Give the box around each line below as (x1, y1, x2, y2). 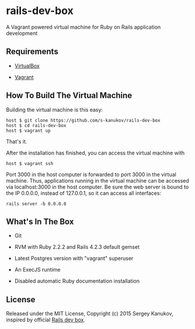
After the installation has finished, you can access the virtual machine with (6, 149, 185, 156)
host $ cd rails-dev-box (6, 122, 67, 128)
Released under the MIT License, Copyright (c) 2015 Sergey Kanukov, (6, 310, 173, 317)
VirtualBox (14, 62, 40, 69)
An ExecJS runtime (14, 266, 61, 273)
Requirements (6, 47, 58, 57)
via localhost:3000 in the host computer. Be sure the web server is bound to (6, 183, 189, 190)
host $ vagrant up (6, 128, 51, 133)
